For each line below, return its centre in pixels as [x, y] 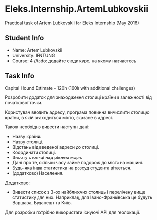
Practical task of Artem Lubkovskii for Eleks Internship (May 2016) [72, 23]
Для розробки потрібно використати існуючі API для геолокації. [73, 212]
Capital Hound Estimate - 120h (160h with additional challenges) [70, 88]
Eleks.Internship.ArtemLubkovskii [77, 9]
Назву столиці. [28, 142]
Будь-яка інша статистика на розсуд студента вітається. [72, 168]
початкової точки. [24, 102]
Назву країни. [27, 136]
